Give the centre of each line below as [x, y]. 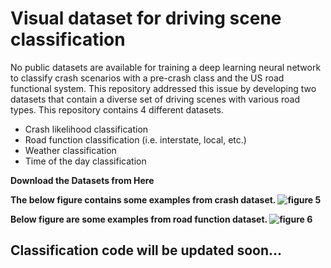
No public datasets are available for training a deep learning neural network [166, 67]
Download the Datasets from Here [82, 180]
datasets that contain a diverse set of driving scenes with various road [155, 99]
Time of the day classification [85, 161]
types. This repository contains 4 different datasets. [117, 109]
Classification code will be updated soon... [146, 250]
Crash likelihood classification [86, 129]
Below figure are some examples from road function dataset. [139, 219]
